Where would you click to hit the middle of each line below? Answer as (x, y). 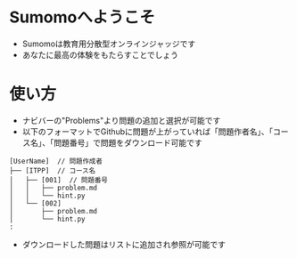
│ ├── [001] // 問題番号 (59, 180)
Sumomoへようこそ (82, 17)
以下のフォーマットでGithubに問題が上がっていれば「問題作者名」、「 (148, 131)
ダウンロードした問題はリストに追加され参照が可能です (124, 244)
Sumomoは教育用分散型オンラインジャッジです (109, 44)
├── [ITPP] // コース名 (53, 170)
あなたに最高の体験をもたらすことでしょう (100, 54)
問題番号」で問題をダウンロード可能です (128, 142)
